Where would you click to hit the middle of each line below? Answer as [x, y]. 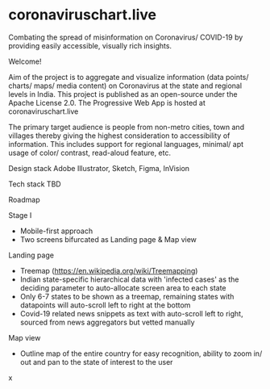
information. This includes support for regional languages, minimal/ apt [126, 144]
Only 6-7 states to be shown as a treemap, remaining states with [127, 296]
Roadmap [24, 199]
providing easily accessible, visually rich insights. [90, 45]
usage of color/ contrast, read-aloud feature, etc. [90, 153]
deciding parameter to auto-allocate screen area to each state [123, 287]
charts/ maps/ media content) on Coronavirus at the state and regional [125, 86]
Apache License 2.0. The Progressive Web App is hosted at [107, 102]
